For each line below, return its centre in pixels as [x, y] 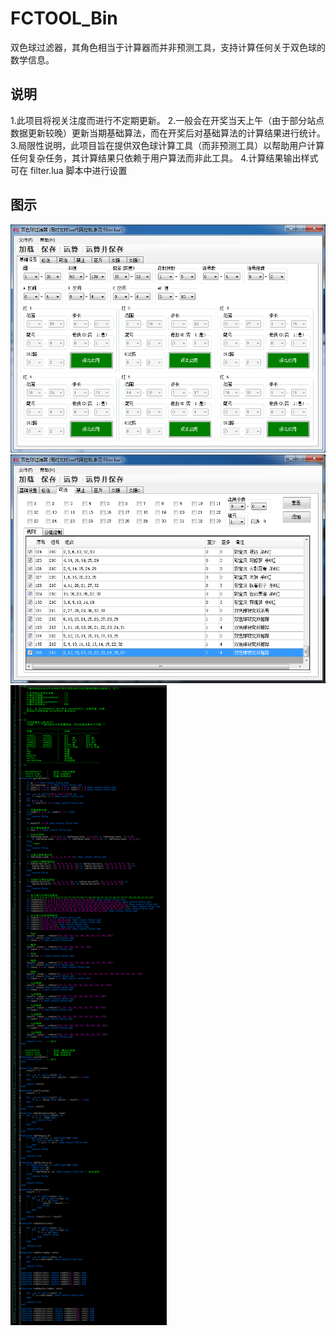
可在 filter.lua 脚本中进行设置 [69, 170]
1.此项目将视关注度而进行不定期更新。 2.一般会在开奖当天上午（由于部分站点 [167, 120]
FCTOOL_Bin [64, 18]
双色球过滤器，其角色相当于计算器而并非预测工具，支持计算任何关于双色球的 [168, 47]
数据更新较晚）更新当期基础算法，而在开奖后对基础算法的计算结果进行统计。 [168, 133]
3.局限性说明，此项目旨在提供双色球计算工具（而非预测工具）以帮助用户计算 [167, 145]
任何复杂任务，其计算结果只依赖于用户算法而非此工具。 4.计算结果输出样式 [164, 158]
